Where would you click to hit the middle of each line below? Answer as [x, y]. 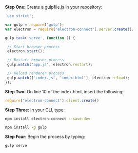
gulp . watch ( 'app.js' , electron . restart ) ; [50, 65]
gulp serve [16, 146]
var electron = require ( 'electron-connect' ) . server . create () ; [69, 29]
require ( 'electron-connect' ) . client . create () [52, 101]
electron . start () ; [26, 51]
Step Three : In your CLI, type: [35, 110]
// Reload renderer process [36, 73]
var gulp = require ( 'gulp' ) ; [35, 25]
